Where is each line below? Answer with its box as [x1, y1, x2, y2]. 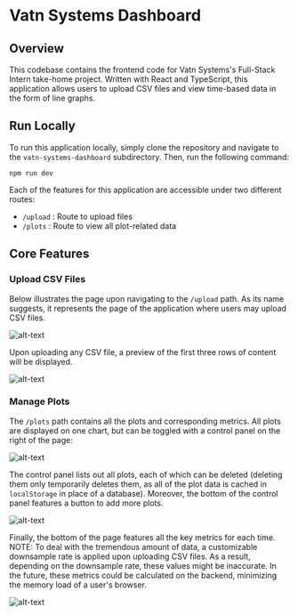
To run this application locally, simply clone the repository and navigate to [9, 142, 279, 152]
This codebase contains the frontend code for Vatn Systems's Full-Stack [9, 64, 276, 75]
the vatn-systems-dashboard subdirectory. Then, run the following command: [9, 151, 290, 162]
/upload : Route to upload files [21, 211, 133, 222]
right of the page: [9, 434, 74, 445]
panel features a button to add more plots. [9, 498, 164, 508]
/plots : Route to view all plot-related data [21, 220, 177, 231]
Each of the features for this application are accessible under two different [9, 184, 282, 195]
